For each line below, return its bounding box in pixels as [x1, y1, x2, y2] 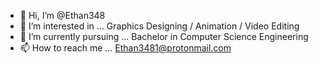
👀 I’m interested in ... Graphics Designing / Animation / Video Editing [19, 20, 300, 32]
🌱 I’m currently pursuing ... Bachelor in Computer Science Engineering [19, 31, 309, 42]
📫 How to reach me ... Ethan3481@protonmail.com [19, 42, 232, 54]
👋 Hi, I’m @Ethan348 [19, 10, 106, 21]
